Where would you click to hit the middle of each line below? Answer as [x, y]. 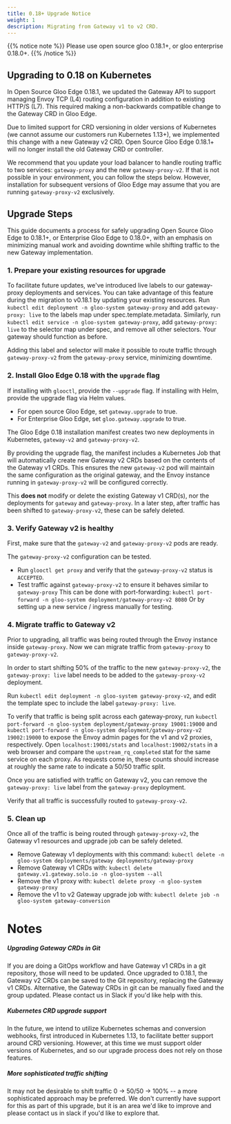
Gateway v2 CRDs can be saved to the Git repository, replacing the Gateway [115, 980]
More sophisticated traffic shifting [58, 1074]
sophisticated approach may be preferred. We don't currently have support [114, 1098]
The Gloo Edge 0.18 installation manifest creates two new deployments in [111, 432]
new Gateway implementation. [50, 252]
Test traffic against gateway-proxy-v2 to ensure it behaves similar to [113, 584]
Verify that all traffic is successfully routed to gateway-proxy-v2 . [97, 801]
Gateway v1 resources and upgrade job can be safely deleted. [95, 841]
